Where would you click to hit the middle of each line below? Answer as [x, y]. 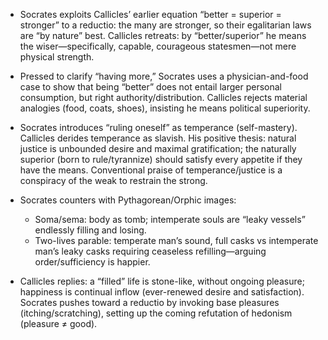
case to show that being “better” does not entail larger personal [150, 87]
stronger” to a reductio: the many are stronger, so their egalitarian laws [165, 25]
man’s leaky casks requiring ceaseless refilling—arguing [150, 251]
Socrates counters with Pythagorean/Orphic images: [128, 200]
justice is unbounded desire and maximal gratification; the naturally [158, 148]
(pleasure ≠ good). [58, 323]
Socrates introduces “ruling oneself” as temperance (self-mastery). [158, 127]
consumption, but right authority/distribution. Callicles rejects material [163, 97]
